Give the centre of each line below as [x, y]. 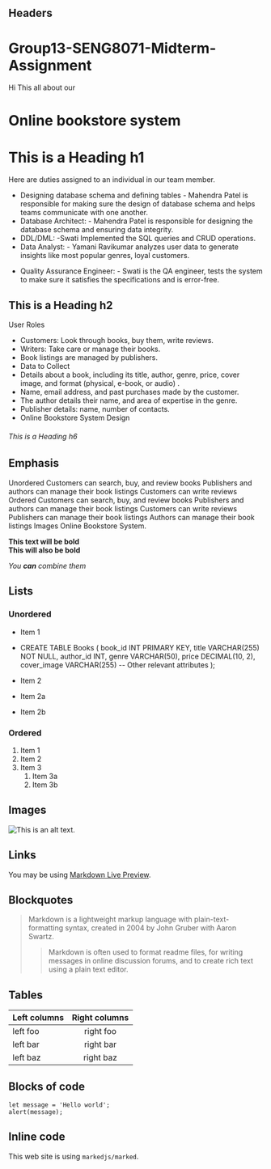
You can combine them [47, 565]
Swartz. [41, 937]
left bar [26, 1044]
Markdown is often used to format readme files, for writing [146, 952]
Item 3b [45, 785]
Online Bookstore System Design [75, 418]
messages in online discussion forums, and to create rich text [150, 961]
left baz [27, 1057]
